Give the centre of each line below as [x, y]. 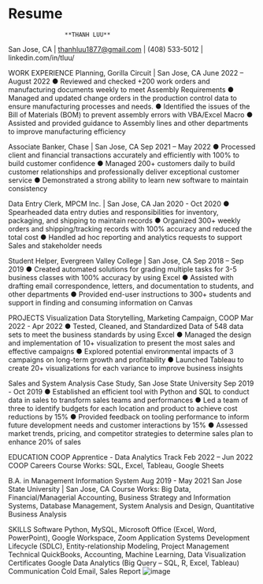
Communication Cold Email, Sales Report [75, 571]
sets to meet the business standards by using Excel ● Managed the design [130, 335]
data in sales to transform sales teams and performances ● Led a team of [128, 400]
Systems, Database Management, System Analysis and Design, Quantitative [131, 505]
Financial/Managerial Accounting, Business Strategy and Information [119, 497]
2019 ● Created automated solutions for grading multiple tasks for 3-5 [123, 269]
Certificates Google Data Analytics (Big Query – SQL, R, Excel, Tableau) [124, 563]
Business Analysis [37, 514]
